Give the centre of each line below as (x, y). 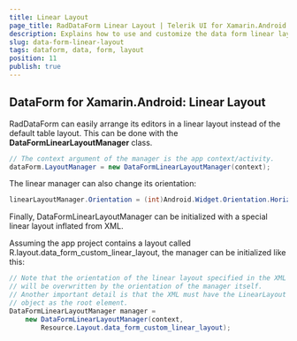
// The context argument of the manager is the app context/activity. (142, 159)
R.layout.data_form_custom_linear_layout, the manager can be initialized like (148, 253)
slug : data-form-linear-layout (67, 42)
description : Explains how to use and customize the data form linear (142, 34)
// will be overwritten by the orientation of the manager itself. (136, 287)
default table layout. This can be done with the (94, 133)
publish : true (35, 67)
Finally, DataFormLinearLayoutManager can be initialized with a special (138, 216)
